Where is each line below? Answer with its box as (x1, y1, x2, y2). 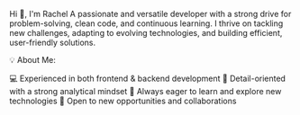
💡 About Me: (9, 55, 57, 65)
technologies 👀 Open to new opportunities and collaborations (9, 95, 237, 106)
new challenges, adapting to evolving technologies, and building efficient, (9, 28, 283, 38)
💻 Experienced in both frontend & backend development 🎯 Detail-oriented (9, 73, 286, 84)
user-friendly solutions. (9, 37, 96, 48)
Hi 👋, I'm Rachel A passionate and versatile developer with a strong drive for (9, 9, 292, 19)
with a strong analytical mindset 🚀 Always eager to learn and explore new (9, 86, 282, 96)
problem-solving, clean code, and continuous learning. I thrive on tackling (9, 18, 284, 29)
